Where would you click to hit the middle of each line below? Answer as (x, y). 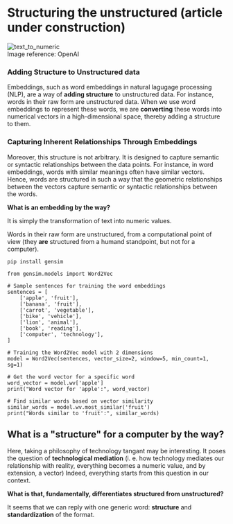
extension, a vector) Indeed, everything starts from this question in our (108, 473)
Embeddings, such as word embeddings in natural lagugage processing (110, 87)
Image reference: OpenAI (43, 54)
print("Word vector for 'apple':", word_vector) (79, 389)
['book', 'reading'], (51, 328)
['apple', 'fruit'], (49, 298)
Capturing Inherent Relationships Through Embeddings (102, 142)
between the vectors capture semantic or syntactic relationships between (112, 186)
